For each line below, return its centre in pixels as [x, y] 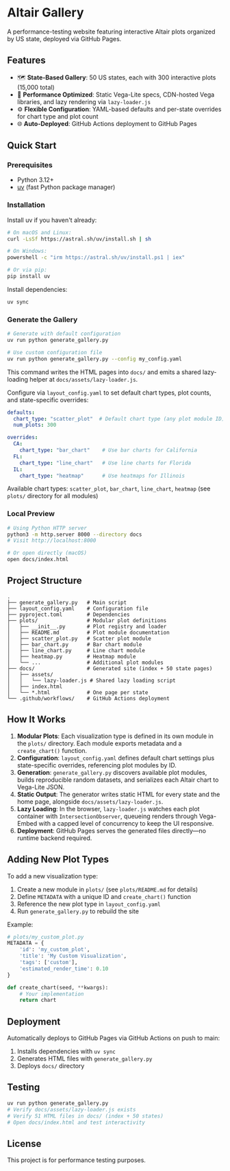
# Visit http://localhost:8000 [52, 541]
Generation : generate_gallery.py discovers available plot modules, [112, 772]
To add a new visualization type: [52, 876]
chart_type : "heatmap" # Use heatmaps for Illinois [102, 476]
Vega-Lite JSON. [41, 787]
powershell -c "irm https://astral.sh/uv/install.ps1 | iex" [96, 258]
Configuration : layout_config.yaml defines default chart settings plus [116, 758]
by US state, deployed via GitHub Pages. [64, 38]
